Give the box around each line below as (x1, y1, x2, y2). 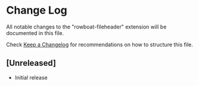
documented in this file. (6, 29, 64, 36)
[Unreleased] (6, 58, 57, 68)
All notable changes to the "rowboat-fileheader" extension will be (6, 23, 167, 30)
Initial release (14, 74, 48, 81)
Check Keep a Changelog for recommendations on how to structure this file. (6, 41, 194, 48)
